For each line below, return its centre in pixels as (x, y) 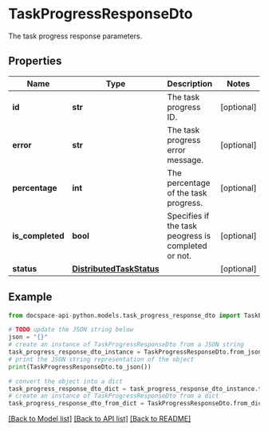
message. (185, 160)
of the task (187, 192)
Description (190, 83)
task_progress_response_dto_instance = (75, 352)
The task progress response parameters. (75, 36)
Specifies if (188, 215)
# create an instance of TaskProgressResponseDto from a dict (114, 396)
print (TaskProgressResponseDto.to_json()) (80, 367)
